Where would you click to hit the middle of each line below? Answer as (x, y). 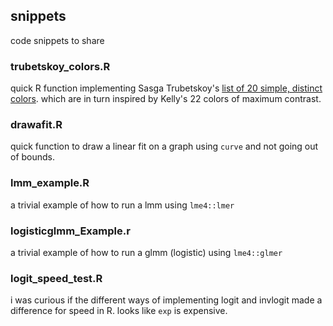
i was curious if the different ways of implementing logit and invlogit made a (166, 300)
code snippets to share (57, 40)
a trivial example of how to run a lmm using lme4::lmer (122, 205)
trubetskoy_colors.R (60, 66)
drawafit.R (36, 125)
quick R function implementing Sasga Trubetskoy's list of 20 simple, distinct (166, 88)
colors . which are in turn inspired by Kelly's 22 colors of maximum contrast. (166, 99)
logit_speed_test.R (56, 278)
